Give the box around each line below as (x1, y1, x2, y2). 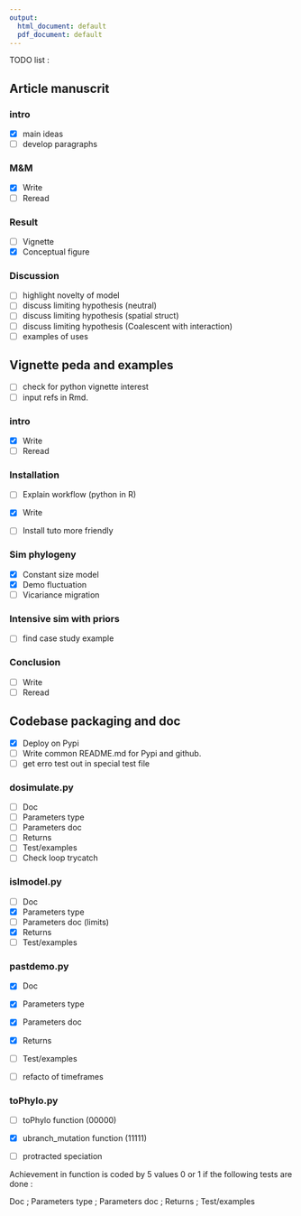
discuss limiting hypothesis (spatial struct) (22, 311, 179, 321)
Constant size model (22, 569, 99, 580)
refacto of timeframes (22, 1071, 104, 1081)
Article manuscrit (9, 80, 110, 96)
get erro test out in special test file (22, 757, 150, 768)
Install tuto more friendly (22, 525, 114, 536)
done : (9, 1179, 33, 1190)
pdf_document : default (17, 30, 103, 39)
